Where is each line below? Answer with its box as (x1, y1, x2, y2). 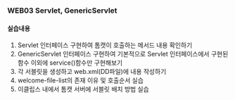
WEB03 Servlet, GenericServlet (7, 6, 118, 15)
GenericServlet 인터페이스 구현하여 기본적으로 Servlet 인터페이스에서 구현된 (17, 50, 229, 58)
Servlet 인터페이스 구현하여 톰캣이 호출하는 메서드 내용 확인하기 (17, 41, 193, 49)
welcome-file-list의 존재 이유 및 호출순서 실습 (17, 76, 144, 85)
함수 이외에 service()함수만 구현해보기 (17, 58, 123, 67)
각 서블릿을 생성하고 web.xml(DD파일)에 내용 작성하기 (17, 68, 167, 76)
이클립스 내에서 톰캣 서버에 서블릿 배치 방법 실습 (17, 85, 149, 94)
